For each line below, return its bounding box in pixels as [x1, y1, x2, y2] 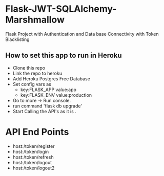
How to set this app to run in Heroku [5, 51, 122, 60]
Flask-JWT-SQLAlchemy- [5, 3, 117, 15]
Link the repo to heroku [12, 70, 63, 76]
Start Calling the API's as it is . [12, 108, 77, 114]
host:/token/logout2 [12, 165, 55, 171]
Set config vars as [12, 81, 51, 87]
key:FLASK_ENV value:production [20, 92, 92, 98]
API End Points [5, 126, 69, 138]
